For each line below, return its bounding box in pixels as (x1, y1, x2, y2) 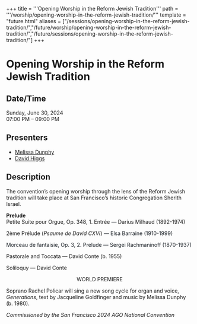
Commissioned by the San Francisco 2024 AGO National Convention (6, 311, 175, 318)
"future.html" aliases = (6, 18, 61, 24)
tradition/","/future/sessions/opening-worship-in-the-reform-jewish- (6, 30, 173, 37)
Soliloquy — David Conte (6, 264, 67, 271)
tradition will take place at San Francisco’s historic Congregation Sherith (6, 194, 182, 201)
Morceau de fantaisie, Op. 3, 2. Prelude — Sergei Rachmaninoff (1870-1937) (6, 241, 192, 248)
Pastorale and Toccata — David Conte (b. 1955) (6, 252, 122, 260)
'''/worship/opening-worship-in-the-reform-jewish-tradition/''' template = (6, 11, 186, 18)
